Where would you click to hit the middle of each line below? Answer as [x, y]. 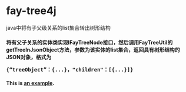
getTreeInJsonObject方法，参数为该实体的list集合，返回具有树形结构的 [93, 50]
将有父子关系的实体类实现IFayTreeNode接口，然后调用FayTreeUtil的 [89, 42]
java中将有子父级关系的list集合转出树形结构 [58, 28]
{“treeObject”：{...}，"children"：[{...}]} [70, 69]
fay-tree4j [31, 11]
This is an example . [30, 83]
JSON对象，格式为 [29, 57]
